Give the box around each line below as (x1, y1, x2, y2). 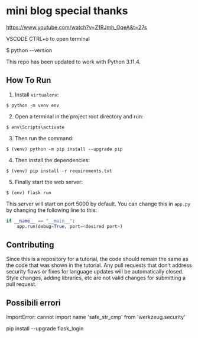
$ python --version (6, 46, 53, 54)
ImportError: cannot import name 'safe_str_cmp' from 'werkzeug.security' (6, 314, 186, 321)
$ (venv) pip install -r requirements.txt (6, 168, 112, 174)
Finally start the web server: (14, 178, 83, 185)
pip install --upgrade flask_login (6, 325, 84, 332)
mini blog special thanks (6, 4, 128, 18)
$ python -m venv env (6, 102, 60, 108)
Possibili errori (6, 298, 61, 308)
